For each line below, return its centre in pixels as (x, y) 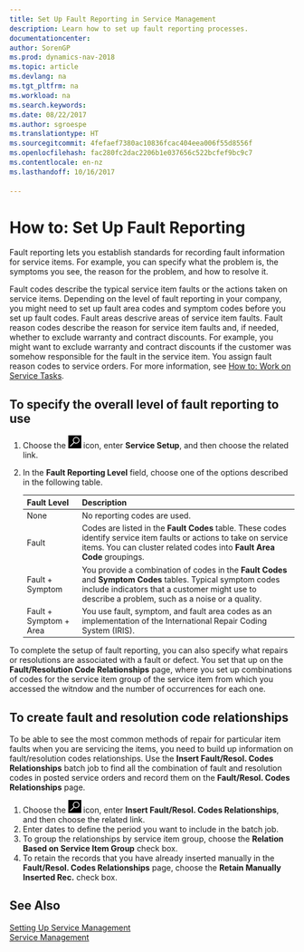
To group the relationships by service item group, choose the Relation (153, 839)
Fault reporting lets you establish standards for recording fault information (147, 253)
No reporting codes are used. (137, 515)
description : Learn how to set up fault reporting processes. (129, 29)
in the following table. (62, 482)
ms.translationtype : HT (54, 134)
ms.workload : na (40, 95)
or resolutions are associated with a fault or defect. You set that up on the (146, 660)
